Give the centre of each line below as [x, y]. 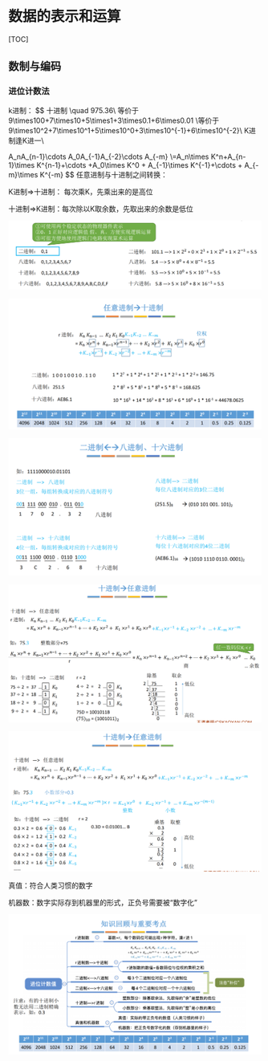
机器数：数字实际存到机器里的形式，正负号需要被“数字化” [103, 902]
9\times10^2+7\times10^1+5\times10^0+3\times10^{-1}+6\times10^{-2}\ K [129, 130]
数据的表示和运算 [65, 16]
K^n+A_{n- [228, 157]
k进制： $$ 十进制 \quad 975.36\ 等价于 [73, 110]
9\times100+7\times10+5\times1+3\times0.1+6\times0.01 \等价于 [114, 120]
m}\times [23, 174]
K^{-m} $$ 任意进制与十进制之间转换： [104, 174]
